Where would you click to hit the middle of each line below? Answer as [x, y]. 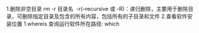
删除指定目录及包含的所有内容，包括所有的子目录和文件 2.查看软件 [105, 16]
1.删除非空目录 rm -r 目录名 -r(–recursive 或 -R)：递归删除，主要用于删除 [97, 9]
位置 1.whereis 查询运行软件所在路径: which [65, 24]
